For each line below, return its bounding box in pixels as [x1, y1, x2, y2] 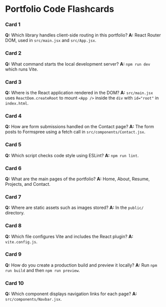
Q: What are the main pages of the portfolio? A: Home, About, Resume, [5, 176, 150, 182]
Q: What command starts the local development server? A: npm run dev [5, 61, 151, 67]
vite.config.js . [5, 239, 38, 244]
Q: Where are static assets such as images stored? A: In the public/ [5, 205, 144, 210]
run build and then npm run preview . [5, 267, 80, 273]
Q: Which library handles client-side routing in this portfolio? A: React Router [5, 32, 161, 38]
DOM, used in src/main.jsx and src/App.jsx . [5, 37, 96, 43]
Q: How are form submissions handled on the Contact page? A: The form [5, 124, 154, 130]
